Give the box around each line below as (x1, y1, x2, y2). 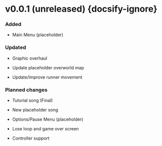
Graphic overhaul (12, 55, 48, 61)
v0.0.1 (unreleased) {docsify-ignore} (5, 3, 158, 15)
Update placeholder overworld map (12, 64, 84, 70)
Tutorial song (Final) (12, 98, 53, 104)
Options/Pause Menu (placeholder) (12, 116, 83, 123)
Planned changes (5, 86, 48, 93)
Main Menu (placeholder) (12, 32, 64, 38)
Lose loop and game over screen (12, 126, 79, 132)
